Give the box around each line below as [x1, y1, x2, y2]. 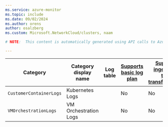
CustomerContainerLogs [7, 90, 61, 96]
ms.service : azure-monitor [5, 7, 61, 12]
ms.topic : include [5, 12, 43, 17]
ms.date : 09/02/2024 [5, 16, 48, 21]
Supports [120, 63, 143, 70]
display [73, 69, 91, 76]
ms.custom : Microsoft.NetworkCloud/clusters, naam [5, 30, 113, 35]
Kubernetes [66, 87, 94, 94]
